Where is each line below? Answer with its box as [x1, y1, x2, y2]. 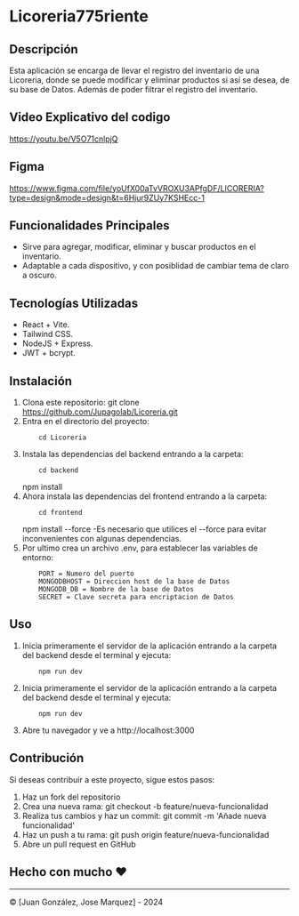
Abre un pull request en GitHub [21, 839, 136, 849]
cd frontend [38, 509, 83, 518]
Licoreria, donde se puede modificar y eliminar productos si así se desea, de [9, 75, 290, 85]
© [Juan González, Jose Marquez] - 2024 [9, 896, 164, 907]
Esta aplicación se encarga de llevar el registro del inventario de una [9, 65, 260, 76]
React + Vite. [21, 319, 70, 330]
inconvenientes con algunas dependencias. [21, 534, 182, 544]
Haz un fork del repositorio [21, 791, 121, 802]
